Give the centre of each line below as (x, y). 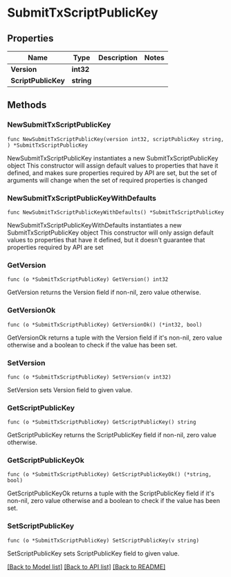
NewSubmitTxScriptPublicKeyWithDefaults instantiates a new (94, 225)
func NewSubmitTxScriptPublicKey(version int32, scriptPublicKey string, (116, 139)
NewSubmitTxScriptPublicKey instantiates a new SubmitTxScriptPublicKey (113, 158)
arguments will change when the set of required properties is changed (107, 180)
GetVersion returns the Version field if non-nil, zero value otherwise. (104, 293)
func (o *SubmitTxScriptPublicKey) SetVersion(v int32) (89, 377)
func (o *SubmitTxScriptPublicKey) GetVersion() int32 (88, 280)
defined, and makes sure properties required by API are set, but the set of (112, 173)
